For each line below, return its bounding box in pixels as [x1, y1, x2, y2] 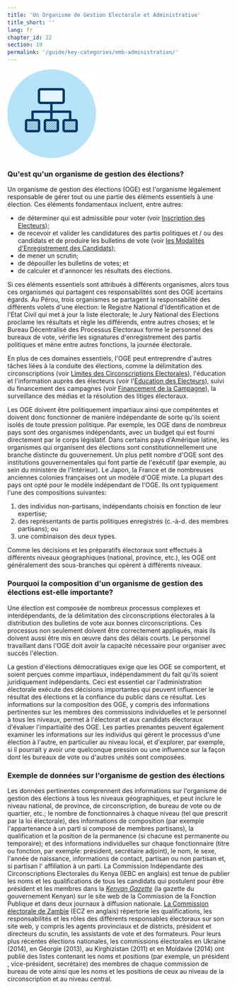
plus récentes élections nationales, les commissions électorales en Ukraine [7, 937, 226, 945]
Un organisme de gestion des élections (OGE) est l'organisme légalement [7, 185, 221, 194]
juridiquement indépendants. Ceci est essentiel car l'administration [7, 677, 202, 686]
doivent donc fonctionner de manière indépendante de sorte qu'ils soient [7, 413, 221, 421]
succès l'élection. [7, 649, 59, 657]
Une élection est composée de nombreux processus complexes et [7, 603, 201, 612]
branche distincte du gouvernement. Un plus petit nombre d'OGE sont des [7, 450, 224, 460]
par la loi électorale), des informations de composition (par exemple [7, 817, 204, 825]
